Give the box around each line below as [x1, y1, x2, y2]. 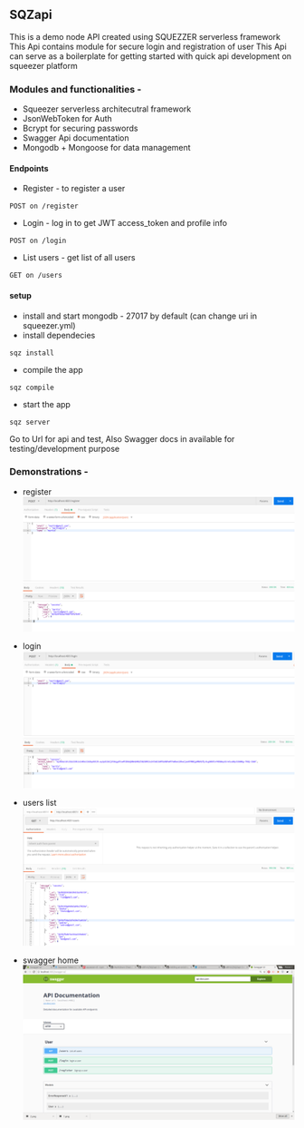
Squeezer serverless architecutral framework [22, 103, 192, 114]
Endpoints [9, 162, 49, 173]
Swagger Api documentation [22, 132, 129, 143]
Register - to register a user [22, 183, 126, 194]
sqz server [9, 417, 51, 427]
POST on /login [9, 236, 67, 246]
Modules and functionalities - [9, 83, 142, 95]
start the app [22, 398, 71, 409]
